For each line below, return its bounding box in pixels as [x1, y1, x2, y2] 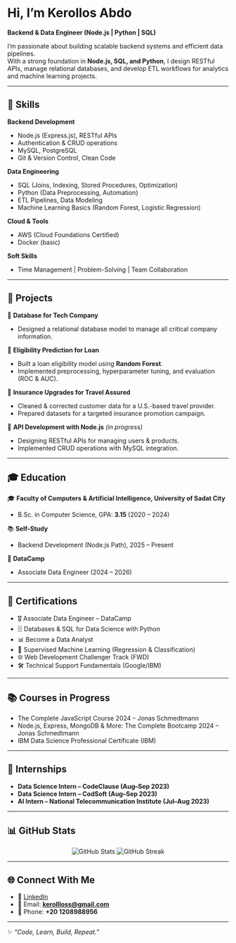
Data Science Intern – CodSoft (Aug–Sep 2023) [17, 790, 158, 798]
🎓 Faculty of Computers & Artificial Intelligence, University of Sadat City [7, 494, 226, 502]
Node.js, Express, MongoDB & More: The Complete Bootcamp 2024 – [17, 721, 219, 730]
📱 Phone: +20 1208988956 [17, 908, 98, 916]
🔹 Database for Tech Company [7, 311, 98, 319]
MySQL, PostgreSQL [17, 146, 77, 154]
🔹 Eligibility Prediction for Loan [7, 346, 100, 354]
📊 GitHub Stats [7, 825, 76, 837]
